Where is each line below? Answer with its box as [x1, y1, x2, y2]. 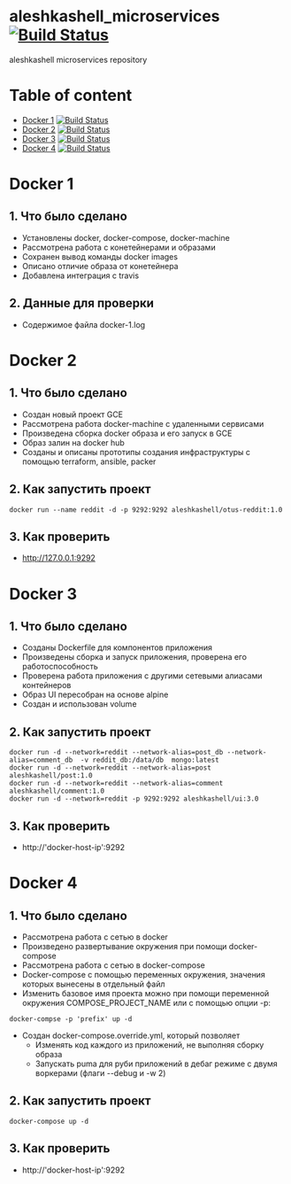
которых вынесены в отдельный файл [21, 979, 165, 989]
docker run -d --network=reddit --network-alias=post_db [9, 748, 224, 757]
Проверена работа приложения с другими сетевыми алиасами [21, 670, 263, 681]
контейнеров [21, 680, 72, 691]
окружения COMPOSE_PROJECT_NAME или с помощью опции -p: [21, 997, 272, 1008]
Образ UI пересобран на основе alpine [21, 689, 169, 700]
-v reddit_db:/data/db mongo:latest [80, 755, 219, 765]
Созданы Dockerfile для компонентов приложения [21, 642, 213, 653]
